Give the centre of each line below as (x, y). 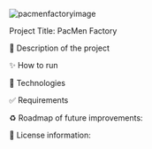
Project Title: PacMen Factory (63, 31)
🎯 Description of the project (60, 48)
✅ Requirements (39, 100)
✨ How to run (34, 65)
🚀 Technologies (38, 83)
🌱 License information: (50, 135)
